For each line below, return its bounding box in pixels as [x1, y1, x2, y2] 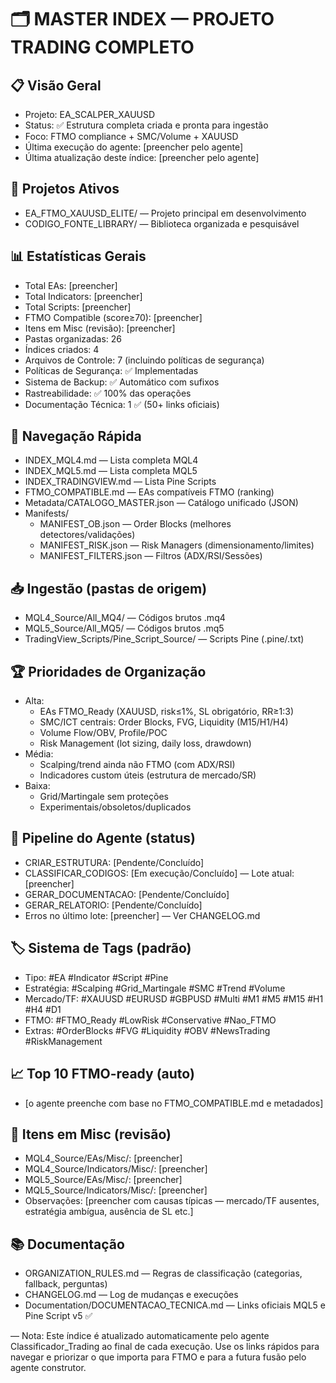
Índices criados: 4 [24, 343, 100, 355]
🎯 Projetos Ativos [10, 181, 120, 198]
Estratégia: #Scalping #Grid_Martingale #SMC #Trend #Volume [24, 982, 286, 994]
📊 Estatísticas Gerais [10, 248, 147, 265]
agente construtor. [10, 1362, 87, 1374]
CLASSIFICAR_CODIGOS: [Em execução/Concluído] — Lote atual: [24, 867, 295, 879]
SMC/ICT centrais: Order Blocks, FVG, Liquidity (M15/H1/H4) [39, 716, 289, 728]
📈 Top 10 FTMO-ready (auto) [10, 1066, 195, 1083]
